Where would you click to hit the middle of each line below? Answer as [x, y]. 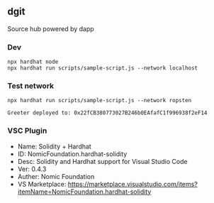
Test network [31, 86]
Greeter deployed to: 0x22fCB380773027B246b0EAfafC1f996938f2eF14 [107, 113]
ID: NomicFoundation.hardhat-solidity [72, 154]
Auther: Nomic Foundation [56, 176]
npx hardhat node [33, 62]
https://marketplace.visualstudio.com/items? [133, 184]
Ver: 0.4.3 [32, 169]
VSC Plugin [27, 131]
